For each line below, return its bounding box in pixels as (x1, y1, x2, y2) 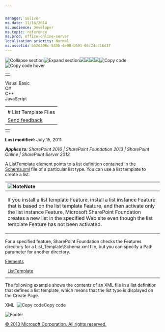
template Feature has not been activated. (7, 221, 102, 228)
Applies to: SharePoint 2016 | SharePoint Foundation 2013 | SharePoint (5, 146, 150, 152)
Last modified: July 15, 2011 (5, 136, 62, 143)
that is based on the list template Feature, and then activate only (7, 202, 155, 209)
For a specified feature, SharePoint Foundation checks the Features (5, 238, 141, 244)
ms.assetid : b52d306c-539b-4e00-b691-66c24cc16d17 (5, 43, 111, 48)
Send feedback (7, 117, 43, 123)
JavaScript (5, 95, 27, 101)
